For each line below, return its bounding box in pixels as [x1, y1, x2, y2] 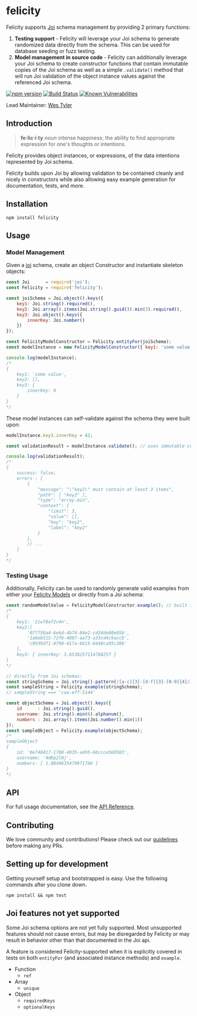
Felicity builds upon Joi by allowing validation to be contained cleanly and [6, 169, 184, 176]
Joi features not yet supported [6, 908, 120, 918]
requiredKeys [23, 998, 56, 1004]
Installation [6, 199, 48, 209]
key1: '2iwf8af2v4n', [16, 619, 69, 625]
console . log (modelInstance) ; [6, 355, 77, 361]
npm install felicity [6, 215, 59, 221]
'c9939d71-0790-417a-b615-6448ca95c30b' [27, 641, 127, 647]
